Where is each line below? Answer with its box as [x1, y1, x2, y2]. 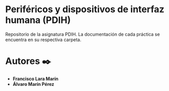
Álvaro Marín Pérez [12, 81, 54, 87]
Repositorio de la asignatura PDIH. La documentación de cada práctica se [5, 31, 160, 37]
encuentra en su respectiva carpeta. [5, 37, 81, 43]
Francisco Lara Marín [12, 75, 59, 82]
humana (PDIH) [5, 14, 71, 26]
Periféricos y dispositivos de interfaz [5, 4, 164, 15]
